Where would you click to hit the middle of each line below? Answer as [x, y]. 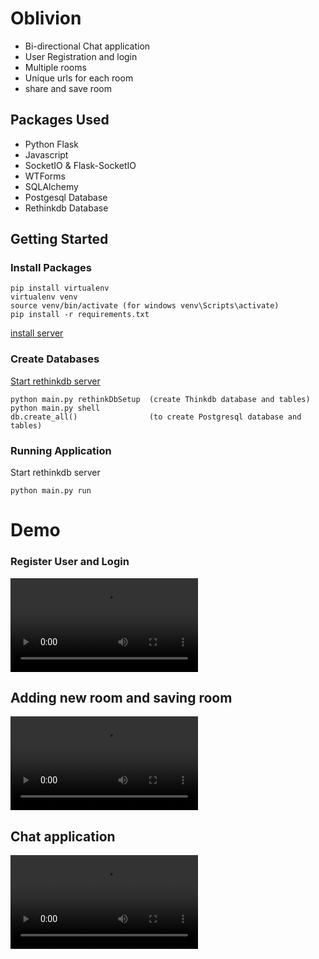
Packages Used [60, 120]
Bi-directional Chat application [87, 46]
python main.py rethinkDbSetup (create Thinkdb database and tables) [160, 399]
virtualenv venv [44, 297]
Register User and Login [70, 562]
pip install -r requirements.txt [80, 315]
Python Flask [51, 144]
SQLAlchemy [51, 186]
